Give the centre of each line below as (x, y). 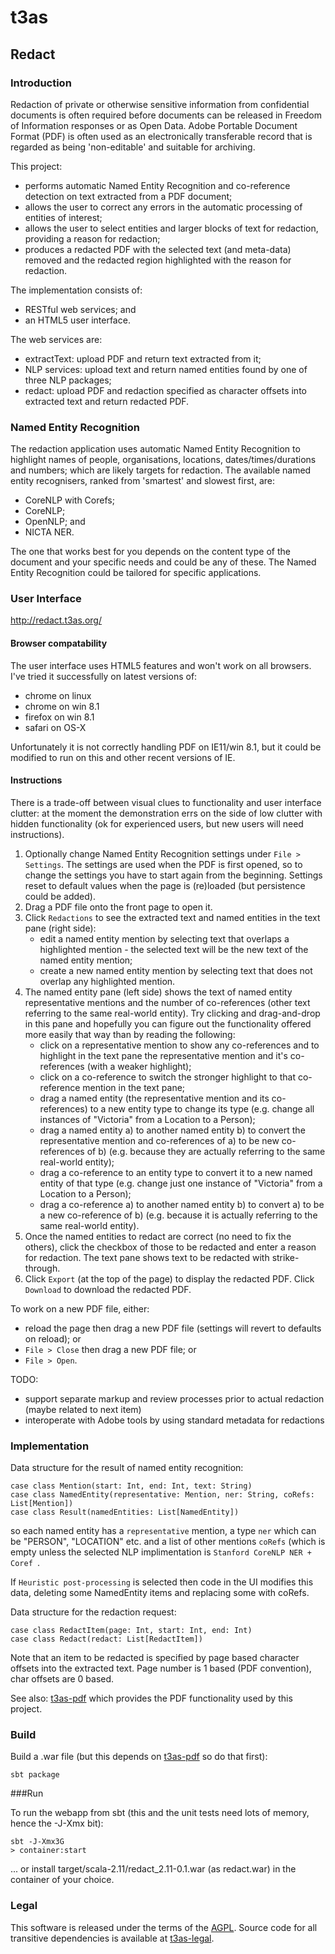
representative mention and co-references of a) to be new (159, 1140)
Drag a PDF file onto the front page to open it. (118, 907)
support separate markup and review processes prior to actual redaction (174, 1398)
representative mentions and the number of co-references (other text (167, 1002)
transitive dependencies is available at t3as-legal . (112, 1938)
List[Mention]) (42, 1504)
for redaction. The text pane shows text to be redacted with (147, 1257)
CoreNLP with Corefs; (69, 500)
